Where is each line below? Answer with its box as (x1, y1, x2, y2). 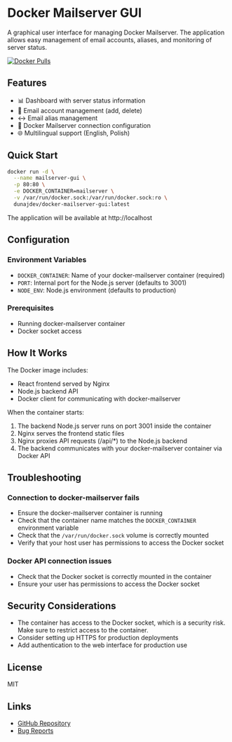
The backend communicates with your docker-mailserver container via (17, 444, 222, 453)
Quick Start (7, 150, 58, 162)
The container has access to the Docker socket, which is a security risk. (17, 618, 226, 627)
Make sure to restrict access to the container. (17, 626, 149, 634)
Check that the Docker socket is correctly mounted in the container (17, 572, 212, 580)
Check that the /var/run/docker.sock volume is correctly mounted (17, 531, 209, 540)
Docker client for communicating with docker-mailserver (17, 394, 181, 403)
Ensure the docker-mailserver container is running (17, 509, 163, 517)
